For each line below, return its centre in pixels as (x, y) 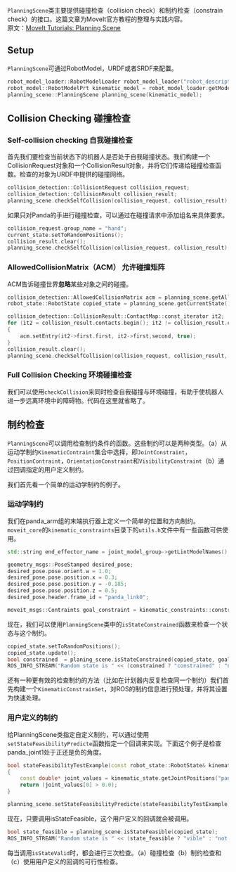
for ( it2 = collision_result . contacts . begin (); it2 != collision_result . (118, 323)
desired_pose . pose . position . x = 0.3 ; (63, 578)
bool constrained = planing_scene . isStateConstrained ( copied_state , (111, 660)
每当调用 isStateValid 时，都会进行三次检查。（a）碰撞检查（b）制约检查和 (114, 852)
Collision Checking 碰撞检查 (69, 118)
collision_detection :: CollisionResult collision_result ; (92, 194)
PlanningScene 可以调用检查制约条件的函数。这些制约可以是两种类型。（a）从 (117, 443)
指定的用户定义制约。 (57, 469)
